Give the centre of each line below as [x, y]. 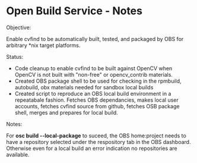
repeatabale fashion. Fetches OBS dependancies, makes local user [97, 100]
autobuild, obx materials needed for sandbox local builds [84, 87]
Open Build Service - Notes [74, 11]
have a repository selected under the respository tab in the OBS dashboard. [99, 142]
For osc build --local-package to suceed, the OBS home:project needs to [96, 136]
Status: [15, 57]
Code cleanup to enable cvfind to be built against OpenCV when [93, 68]
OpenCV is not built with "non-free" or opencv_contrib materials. [94, 74]
